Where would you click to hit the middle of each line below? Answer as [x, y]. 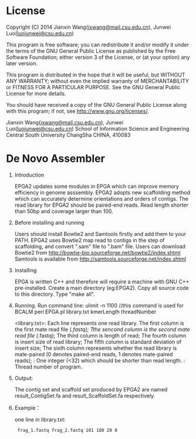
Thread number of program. [48, 367]
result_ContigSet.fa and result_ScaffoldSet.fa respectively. [85, 396]
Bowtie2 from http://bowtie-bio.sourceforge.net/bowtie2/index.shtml [97, 252]
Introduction [29, 175]
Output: [24, 378]
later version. [22, 63]
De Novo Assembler [56, 159]
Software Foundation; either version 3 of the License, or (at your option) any [98, 57]
